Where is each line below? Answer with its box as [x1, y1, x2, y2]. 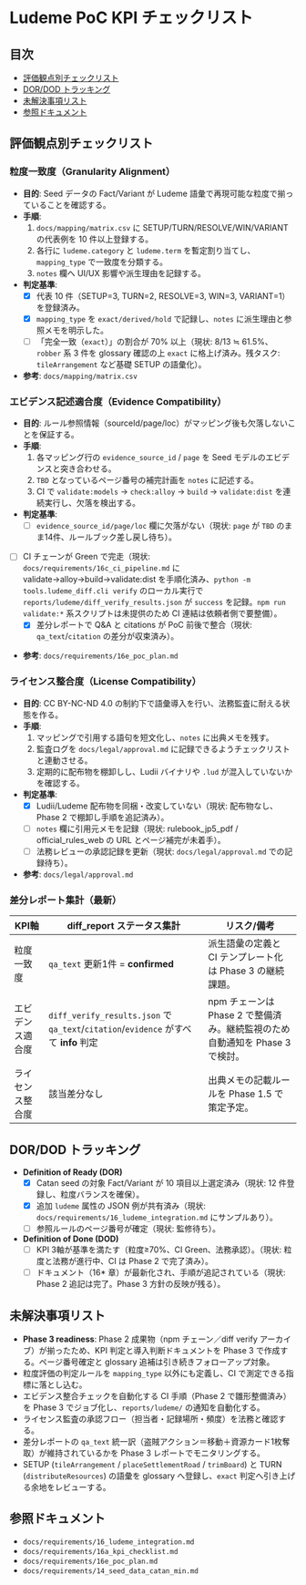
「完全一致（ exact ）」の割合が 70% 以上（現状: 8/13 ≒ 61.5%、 [36, 335, 273, 346]
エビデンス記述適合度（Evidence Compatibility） [9, 395, 227, 407]
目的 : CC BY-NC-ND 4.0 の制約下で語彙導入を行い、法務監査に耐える [22, 697, 282, 708]
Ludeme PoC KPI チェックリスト [9, 7, 253, 28]
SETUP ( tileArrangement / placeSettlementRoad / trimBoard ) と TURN [22, 1459, 282, 1470]
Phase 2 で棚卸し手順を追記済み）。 [36, 811, 169, 822]
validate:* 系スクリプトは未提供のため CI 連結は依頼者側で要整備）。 [22, 608, 282, 619]
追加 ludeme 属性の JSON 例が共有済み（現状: [36, 1200, 207, 1211]
